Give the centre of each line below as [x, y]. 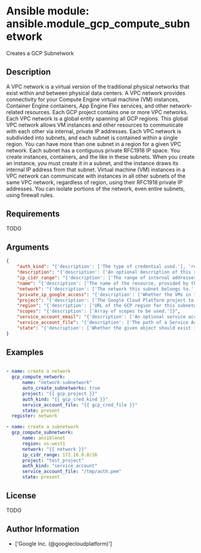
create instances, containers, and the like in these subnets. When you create [100, 157]
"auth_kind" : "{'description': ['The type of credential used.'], [101, 267]
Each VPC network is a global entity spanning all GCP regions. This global [97, 118]
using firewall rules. [30, 195]
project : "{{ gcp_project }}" [60, 394]
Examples [25, 352]
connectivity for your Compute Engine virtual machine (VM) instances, [93, 99]
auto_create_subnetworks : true [61, 388]
